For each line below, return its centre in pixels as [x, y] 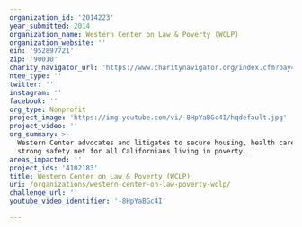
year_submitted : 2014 [50, 26]
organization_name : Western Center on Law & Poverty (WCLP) [124, 34]
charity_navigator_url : [54, 68]
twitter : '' [31, 84]
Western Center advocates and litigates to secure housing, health [147, 143]
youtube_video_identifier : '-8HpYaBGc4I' [88, 201]
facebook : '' [34, 101]
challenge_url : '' [44, 193]
